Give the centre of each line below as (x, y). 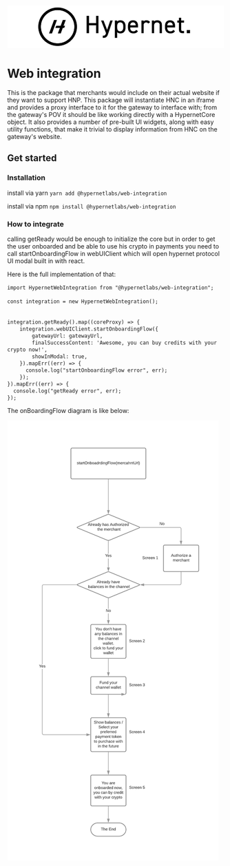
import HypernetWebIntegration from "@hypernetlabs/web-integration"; (111, 288)
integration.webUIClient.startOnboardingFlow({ (89, 329)
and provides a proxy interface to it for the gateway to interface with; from (112, 107)
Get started (32, 158)
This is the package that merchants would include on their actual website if (114, 92)
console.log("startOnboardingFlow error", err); (96, 370)
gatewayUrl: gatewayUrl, (67, 336)
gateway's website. (34, 136)
